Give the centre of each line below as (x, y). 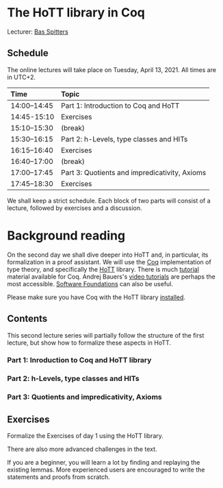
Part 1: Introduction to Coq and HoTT (120, 106)
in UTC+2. (22, 77)
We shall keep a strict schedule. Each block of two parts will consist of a (109, 200)
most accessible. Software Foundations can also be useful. (90, 283)
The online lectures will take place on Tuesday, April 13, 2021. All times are (112, 69)
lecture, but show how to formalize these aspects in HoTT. (89, 342)
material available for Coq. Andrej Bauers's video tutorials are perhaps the (111, 277)
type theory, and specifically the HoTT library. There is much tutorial (103, 269)
